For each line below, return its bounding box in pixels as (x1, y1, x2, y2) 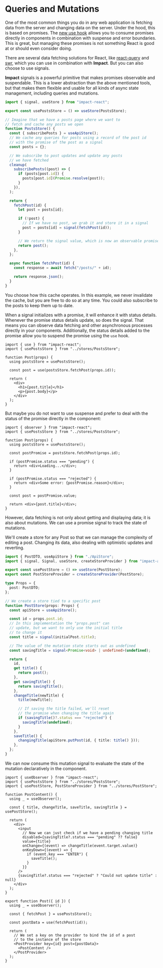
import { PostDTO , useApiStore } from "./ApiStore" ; (5, 554, 114, 559)
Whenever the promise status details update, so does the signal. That (5, 317, 144, 323)
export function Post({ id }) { (5, 898, 70, 904)
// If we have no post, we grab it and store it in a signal (22, 221, 149, 226)
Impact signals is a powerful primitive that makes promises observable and (5, 75, 155, 80)
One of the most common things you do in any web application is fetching (5, 19, 153, 25)
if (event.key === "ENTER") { (26, 852, 88, 856)
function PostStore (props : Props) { (5, 603, 79, 608)
